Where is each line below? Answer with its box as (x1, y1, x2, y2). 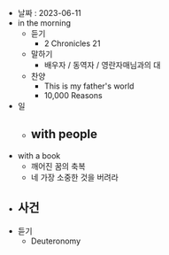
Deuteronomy (30, 236, 81, 246)
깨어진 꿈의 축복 (30, 160, 86, 171)
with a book (17, 150, 61, 161)
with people (30, 127, 97, 142)
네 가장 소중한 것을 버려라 (30, 172, 119, 182)
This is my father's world (43, 81, 134, 91)
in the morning (17, 18, 72, 28)
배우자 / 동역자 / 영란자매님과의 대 (43, 60, 161, 70)
